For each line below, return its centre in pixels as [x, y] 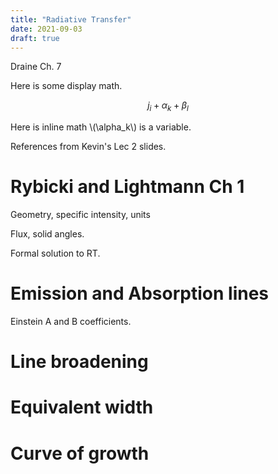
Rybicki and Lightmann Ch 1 [127, 187]
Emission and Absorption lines [140, 293]
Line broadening [79, 362]
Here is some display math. [66, 86]
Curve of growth [80, 453]
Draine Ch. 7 [36, 67]
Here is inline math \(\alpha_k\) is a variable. [101, 127]
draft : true [35, 38]
